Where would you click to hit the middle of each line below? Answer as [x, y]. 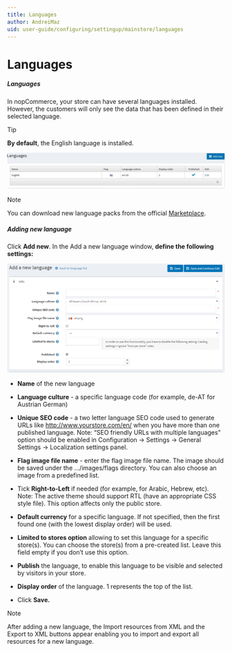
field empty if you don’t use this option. [73, 552]
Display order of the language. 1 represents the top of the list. [105, 586]
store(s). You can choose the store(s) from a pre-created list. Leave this [119, 545]
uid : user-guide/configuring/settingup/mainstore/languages [96, 29]
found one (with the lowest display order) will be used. [95, 524]
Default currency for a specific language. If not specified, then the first [118, 516]
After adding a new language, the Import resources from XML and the [106, 626]
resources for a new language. [51, 641]
